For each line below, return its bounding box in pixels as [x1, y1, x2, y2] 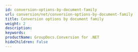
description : [5, 26, 32, 31]
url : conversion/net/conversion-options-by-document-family [5, 12, 133, 17]
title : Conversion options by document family [5, 16, 104, 21]
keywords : [5, 30, 26, 35]
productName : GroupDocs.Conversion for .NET [5, 35, 99, 40]
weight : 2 [5, 21, 26, 26]
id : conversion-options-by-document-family [5, 7, 97, 12]
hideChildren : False [5, 40, 48, 45]
